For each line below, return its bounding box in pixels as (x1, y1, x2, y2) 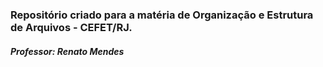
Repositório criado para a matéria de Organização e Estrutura (10, 8, 314, 22)
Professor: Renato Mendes (10, 45, 125, 57)
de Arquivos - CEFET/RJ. (10, 20, 133, 34)
